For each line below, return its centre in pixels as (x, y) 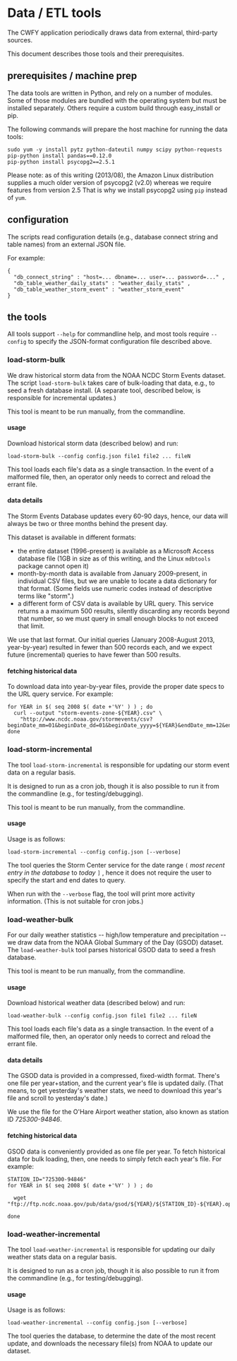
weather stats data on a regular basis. (62, 1257)
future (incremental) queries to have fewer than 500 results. (94, 655)
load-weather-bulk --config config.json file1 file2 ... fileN (102, 1016)
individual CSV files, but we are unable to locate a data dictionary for (117, 581)
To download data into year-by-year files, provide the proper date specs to (116, 687)
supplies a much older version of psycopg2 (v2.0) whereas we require (109, 182)
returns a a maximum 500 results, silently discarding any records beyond (123, 611)
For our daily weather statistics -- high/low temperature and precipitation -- (117, 935)
